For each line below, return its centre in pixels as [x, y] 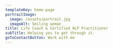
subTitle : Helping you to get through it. [50, 33]
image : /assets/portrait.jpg [40, 19]
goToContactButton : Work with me [40, 38]
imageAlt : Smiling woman [35, 24]
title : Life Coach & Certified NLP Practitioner [57, 28]
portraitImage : [21, 14]
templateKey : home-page [30, 10]
